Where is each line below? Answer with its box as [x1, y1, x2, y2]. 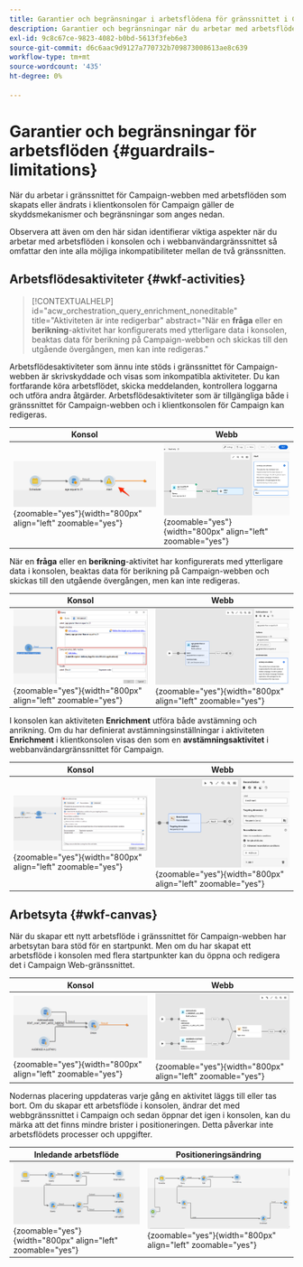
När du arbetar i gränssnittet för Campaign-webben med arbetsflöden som [9, 190, 287, 200]
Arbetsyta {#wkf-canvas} [9, 907, 158, 922]
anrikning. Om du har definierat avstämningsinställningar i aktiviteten [9, 725, 265, 736]
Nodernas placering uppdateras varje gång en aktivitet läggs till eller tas [9, 1091, 277, 1102]
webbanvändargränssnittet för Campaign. [9, 744, 164, 755]
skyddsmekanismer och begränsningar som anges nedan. [9, 209, 225, 219]
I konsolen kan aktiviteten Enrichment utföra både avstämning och [9, 715, 257, 726]
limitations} [9, 159, 98, 180]
